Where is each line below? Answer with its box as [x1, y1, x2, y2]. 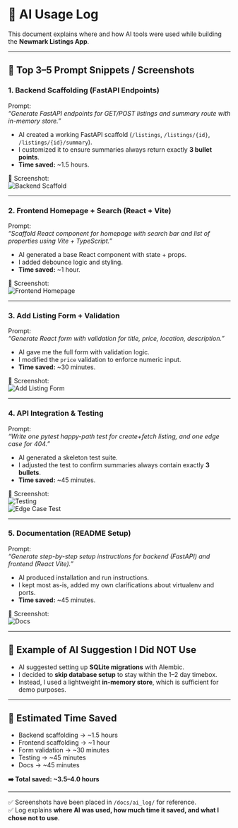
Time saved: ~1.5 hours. [18, 160, 90, 169]
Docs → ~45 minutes [18, 761, 80, 769]
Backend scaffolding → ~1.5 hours [18, 731, 119, 740]
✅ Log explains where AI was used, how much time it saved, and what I [8, 806, 220, 815]
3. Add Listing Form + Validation [8, 311, 120, 320]
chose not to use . [8, 814, 60, 822]
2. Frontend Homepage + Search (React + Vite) [8, 205, 172, 215]
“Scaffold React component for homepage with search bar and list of [8, 229, 210, 237]
